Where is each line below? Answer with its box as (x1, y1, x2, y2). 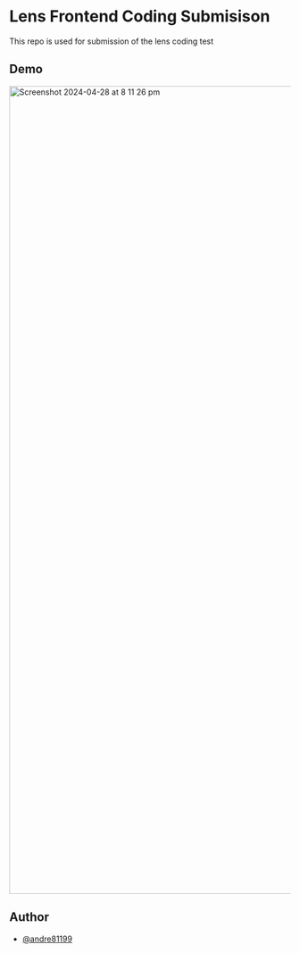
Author (9, 909, 49, 925)
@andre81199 (21, 933, 73, 944)
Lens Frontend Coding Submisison (9, 6, 271, 27)
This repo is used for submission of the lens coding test (9, 36, 214, 46)
